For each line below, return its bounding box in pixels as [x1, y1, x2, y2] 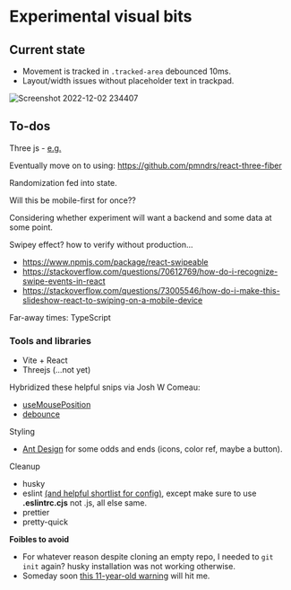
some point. [9, 222, 54, 233]
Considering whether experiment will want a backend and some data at [9, 212, 272, 223]
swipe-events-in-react [21, 276, 106, 286]
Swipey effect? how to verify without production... [9, 239, 194, 250]
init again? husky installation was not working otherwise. [21, 561, 235, 572]
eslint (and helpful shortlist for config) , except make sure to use [21, 488, 257, 499]
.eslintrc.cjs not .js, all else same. [21, 498, 148, 508]
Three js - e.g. [9, 142, 62, 154]
